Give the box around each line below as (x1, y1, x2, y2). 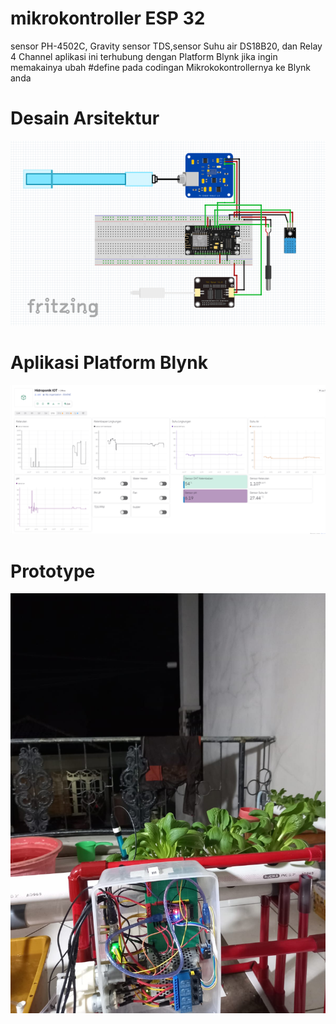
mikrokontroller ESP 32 (10, 7, 206, 30)
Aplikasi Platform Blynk (10, 352, 208, 374)
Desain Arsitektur (10, 107, 160, 130)
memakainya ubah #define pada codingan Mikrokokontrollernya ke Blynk (10, 61, 311, 73)
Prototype (10, 560, 96, 582)
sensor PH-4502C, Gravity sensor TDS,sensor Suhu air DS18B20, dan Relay (10, 40, 323, 52)
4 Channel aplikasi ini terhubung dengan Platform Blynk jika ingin (10, 50, 278, 62)
